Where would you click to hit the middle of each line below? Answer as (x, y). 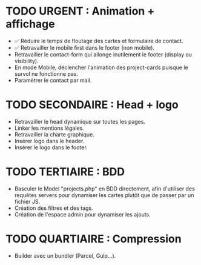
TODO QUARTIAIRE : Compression (94, 239)
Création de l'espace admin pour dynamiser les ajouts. (82, 214)
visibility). (26, 61)
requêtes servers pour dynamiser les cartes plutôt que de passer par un (104, 195)
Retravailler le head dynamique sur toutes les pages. (80, 121)
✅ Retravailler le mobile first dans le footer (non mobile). (84, 47)
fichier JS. (27, 201)
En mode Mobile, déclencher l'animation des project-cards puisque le (101, 67)
